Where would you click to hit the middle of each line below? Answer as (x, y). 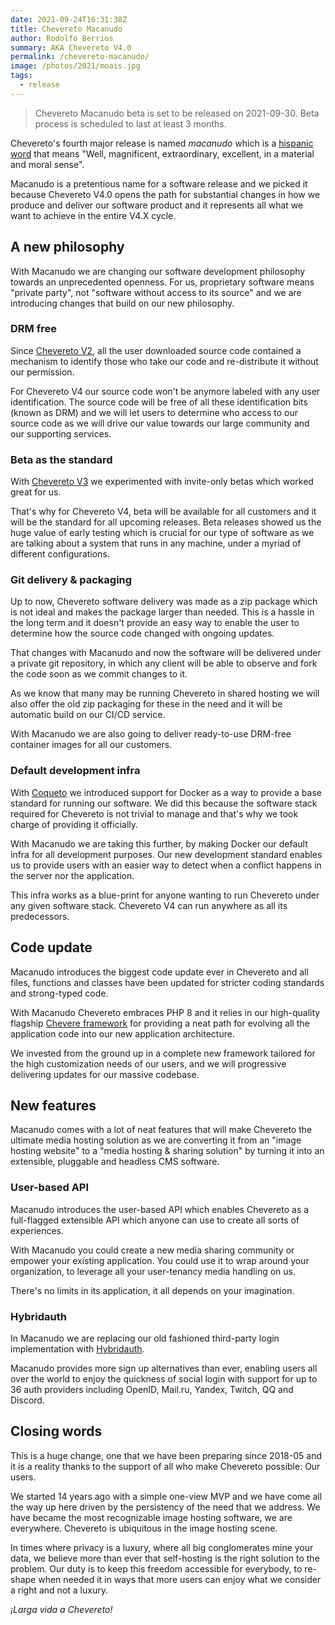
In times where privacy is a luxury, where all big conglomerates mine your (162, 1547)
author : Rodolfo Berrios (62, 38)
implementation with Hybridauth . (77, 1348)
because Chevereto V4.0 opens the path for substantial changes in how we (165, 194)
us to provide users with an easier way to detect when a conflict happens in (166, 865)
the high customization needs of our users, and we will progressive (148, 1063)
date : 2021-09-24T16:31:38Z (69, 19)
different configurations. (60, 554)
